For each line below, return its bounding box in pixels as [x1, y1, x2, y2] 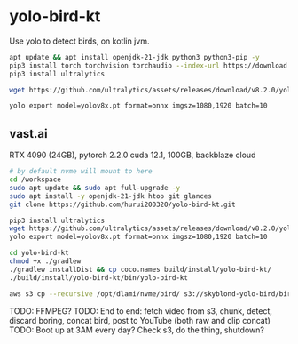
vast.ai [9, 126, 48, 141]
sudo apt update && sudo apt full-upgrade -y [9, 183, 180, 192]
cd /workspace [9, 175, 62, 184]
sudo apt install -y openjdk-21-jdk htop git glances [9, 191, 213, 201]
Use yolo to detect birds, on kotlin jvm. [9, 36, 150, 46]
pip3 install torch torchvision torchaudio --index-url [9, 60, 220, 70]
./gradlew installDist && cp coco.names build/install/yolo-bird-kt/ [9, 265, 272, 274]
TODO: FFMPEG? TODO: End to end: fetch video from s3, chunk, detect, [9, 305, 273, 316]
